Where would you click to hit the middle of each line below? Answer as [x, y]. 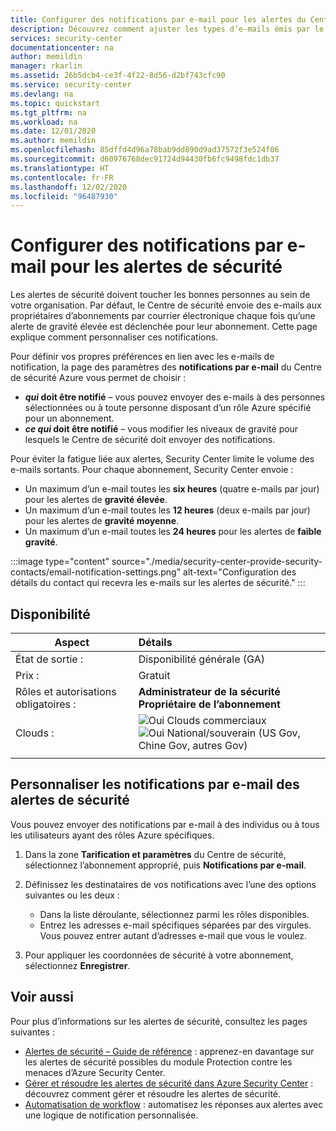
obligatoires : [46, 704]
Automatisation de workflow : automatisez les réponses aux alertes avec [174, 1104]
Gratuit [154, 675]
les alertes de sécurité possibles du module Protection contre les [158, 1062]
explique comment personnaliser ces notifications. [114, 337]
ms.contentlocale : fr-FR [62, 177]
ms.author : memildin [53, 141]
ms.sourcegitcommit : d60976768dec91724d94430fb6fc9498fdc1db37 [145, 159]
